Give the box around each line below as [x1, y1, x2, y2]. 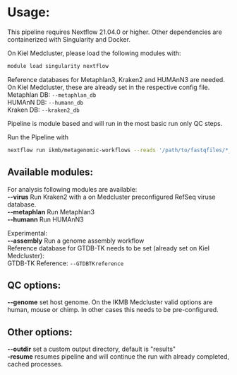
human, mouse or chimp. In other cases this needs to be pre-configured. [7, 306, 219, 314]
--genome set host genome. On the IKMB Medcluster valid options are [7, 298, 213, 306]
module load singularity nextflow [7, 62, 109, 69]
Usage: [7, 4, 51, 21]
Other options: [7, 326, 73, 338]
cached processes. [7, 360, 63, 369]
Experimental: [7, 229, 48, 237]
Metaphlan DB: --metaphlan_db [7, 90, 97, 99]
